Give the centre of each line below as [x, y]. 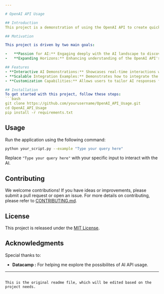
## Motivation [20, 36]
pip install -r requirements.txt [39, 112]
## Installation [21, 90]
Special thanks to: [23, 255]
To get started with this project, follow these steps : [63, 94]
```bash [13, 99]
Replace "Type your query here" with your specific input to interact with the [81, 158]
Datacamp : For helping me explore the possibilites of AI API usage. [80, 265]
